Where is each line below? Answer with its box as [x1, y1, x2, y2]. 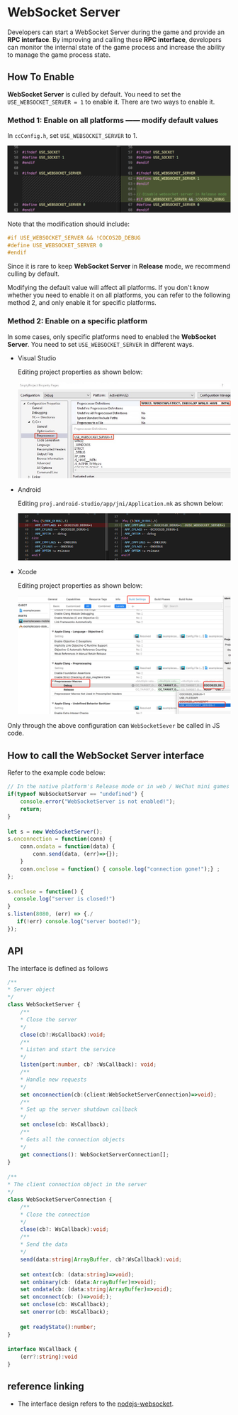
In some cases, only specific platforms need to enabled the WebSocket [7, 332, 217, 341]
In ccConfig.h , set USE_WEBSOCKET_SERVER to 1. [7, 131, 138, 140]
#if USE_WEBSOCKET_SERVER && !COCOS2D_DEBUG [7, 234, 141, 242]
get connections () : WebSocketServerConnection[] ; [20, 1151, 170, 1158]
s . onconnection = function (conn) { [7, 836, 113, 843]
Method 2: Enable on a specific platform [7, 316, 147, 326]
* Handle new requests [20, 1076, 87, 1083]
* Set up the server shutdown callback [20, 1106, 138, 1113]
